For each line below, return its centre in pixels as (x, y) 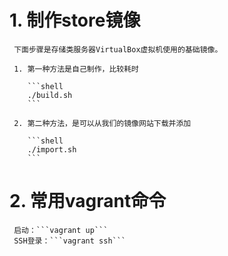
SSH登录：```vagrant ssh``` (70, 241)
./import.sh (52, 149)
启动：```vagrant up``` (61, 230)
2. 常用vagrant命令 (88, 201)
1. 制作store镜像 (75, 20)
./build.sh (50, 95)
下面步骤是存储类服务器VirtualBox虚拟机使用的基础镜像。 (118, 49)
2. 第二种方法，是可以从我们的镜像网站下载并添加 (102, 123)
